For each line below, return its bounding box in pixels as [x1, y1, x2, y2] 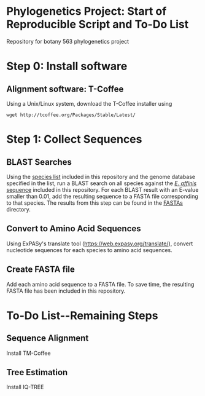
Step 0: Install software [6, 60, 128, 73]
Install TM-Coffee [6, 349, 51, 357]
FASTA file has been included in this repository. [6, 287, 126, 295]
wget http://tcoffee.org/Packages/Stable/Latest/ [6, 112, 136, 118]
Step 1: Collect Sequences [6, 132, 142, 146]
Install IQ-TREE [6, 383, 44, 391]
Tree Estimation [6, 367, 68, 378]
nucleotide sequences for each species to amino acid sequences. [6, 246, 173, 253]
